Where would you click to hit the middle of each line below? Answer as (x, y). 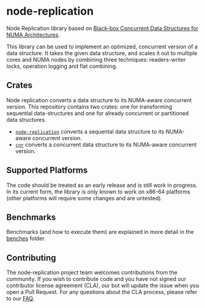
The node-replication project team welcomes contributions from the (92, 272)
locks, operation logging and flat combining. (62, 66)
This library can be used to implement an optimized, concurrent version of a (102, 47)
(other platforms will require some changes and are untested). (84, 198)
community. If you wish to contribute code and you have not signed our (96, 279)
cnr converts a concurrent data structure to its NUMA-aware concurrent (106, 145)
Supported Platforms (47, 171)
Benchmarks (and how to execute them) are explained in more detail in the (100, 232)
